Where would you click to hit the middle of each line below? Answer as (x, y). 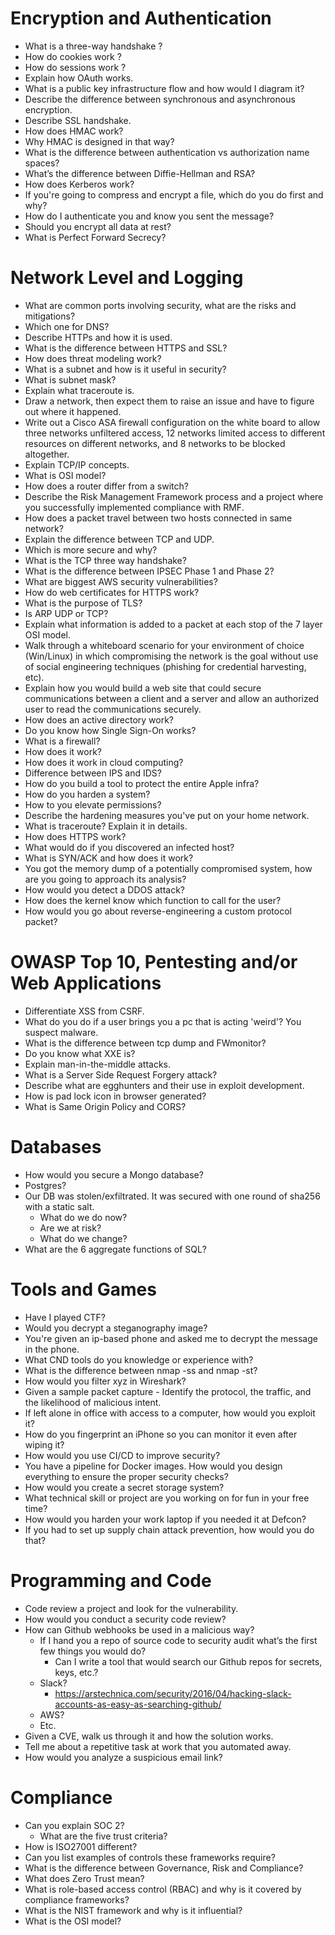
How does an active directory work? (99, 719)
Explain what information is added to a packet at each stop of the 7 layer (173, 624)
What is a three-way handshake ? (93, 46)
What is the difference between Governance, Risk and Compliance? (164, 1868)
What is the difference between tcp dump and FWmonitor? (145, 1043)
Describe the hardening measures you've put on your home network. (167, 815)
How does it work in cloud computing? (104, 762)
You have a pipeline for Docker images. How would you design (153, 1466)
